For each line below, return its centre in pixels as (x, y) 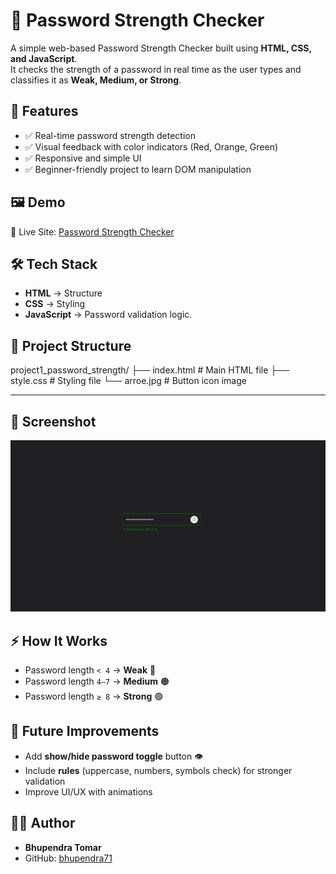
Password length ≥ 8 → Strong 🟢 (94, 696)
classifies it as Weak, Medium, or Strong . (96, 80)
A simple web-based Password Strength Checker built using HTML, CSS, (161, 48)
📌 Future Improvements (85, 731)
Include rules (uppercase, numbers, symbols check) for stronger (158, 770)
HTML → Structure (63, 293)
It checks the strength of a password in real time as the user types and (156, 69)
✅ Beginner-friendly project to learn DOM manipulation (138, 169)
